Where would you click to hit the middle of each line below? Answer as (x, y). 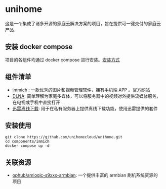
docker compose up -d (27, 146)
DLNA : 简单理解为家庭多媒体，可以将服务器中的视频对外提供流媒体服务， (87, 96)
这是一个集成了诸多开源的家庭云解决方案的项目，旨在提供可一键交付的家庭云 (83, 23)
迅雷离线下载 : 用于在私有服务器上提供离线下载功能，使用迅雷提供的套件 (85, 108)
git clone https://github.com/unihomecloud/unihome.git (64, 137)
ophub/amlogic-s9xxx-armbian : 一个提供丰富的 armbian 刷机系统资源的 (85, 175)
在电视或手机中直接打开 (36, 102)
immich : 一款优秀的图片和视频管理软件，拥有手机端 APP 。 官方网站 (81, 90)
